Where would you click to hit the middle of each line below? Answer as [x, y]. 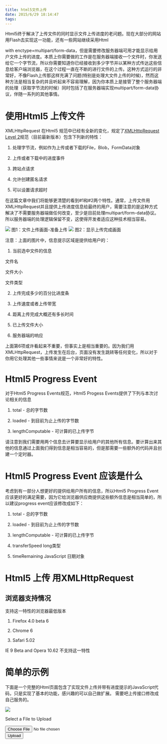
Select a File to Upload [28, 719]
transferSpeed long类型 [37, 546]
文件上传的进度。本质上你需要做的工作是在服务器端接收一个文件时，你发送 [85, 57]
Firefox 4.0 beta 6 [30, 621]
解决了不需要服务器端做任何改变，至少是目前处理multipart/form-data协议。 [82, 213]
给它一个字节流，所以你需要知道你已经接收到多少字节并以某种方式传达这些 [81, 63]
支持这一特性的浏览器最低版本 [36, 611]
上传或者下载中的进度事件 [39, 158]
